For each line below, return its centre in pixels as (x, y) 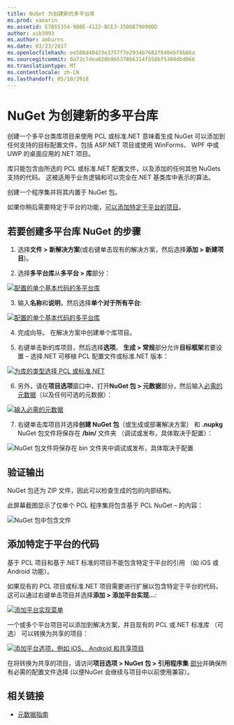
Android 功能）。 (30, 571)
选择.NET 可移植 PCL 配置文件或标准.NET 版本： (100, 356)
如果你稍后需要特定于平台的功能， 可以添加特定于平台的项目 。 (96, 207)
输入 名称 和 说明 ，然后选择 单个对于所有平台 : (79, 303)
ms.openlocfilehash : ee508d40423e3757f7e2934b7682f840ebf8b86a (101, 53)
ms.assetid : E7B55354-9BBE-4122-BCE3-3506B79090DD (82, 27)
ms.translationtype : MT (42, 66)
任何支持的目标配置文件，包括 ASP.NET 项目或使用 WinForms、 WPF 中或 (113, 145)
